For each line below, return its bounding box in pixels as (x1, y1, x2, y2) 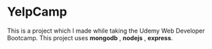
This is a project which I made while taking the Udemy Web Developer (7, 27, 205, 35)
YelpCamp (7, 4, 67, 20)
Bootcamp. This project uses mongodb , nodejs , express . (7, 33, 174, 42)
